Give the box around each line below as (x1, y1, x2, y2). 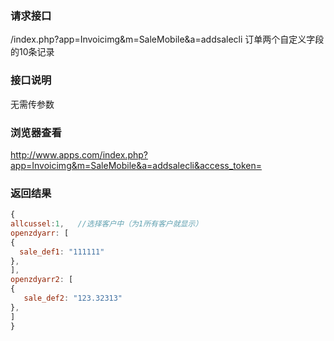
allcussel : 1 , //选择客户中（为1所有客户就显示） (10, 219, 203, 229)
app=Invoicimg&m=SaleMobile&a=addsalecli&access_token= (10, 159, 263, 171)
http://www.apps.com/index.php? (10, 148, 148, 161)
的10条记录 (10, 46, 55, 58)
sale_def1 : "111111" (19, 247, 105, 257)
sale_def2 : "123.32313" (23, 293, 123, 304)
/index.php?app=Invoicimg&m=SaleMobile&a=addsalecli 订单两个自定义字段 (10, 33, 325, 46)
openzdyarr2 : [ (10, 275, 74, 285)
